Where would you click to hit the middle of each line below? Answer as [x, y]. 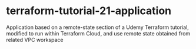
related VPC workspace [35, 40]
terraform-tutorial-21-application [89, 11]
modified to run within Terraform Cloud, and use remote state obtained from [98, 33]
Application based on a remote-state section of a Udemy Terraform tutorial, [98, 27]
